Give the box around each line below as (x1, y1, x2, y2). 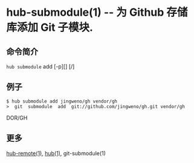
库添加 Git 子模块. (6, 21, 94, 34)
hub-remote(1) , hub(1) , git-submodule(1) (6, 149, 106, 157)
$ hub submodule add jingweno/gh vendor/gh (6, 98, 118, 104)
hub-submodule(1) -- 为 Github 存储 (6, 5, 188, 19)
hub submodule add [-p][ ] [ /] (6, 63, 75, 70)
